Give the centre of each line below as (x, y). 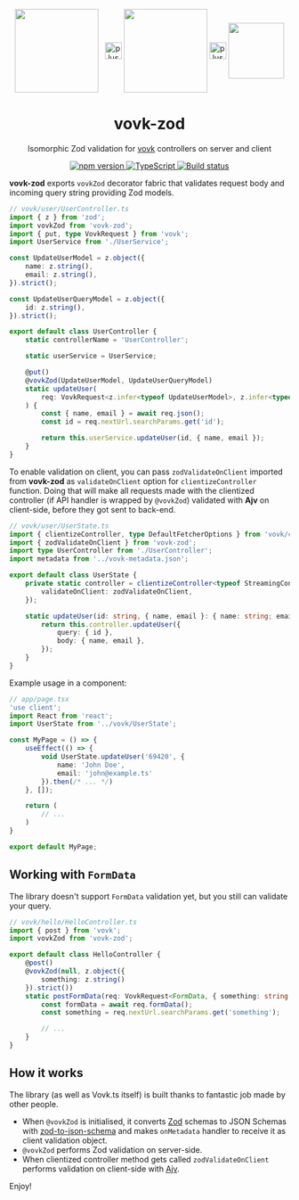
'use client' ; (36, 707)
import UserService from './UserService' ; (89, 242)
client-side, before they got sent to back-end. (93, 509)
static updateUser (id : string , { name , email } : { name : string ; (149, 616)
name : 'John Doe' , (91, 765)
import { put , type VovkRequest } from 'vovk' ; (99, 234)
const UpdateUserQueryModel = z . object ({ (87, 299)
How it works (46, 1073)
